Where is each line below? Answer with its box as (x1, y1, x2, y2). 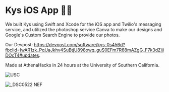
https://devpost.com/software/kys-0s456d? (33, 41, 125, 47)
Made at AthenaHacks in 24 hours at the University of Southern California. (5, 62, 160, 68)
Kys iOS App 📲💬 (5, 5, 72, 16)
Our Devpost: (5, 41, 33, 47)
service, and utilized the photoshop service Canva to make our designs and (5, 26, 162, 32)
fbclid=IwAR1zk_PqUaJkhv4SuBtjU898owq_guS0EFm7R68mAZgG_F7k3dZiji (5, 47, 164, 53)
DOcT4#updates (5, 52, 39, 58)
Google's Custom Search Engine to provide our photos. (5, 32, 120, 38)
